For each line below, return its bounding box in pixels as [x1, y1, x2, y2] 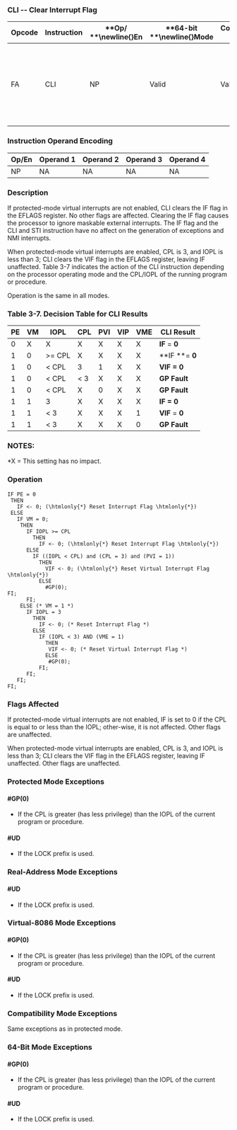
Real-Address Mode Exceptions [7, 867, 118, 877]
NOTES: [7, 441, 35, 451]
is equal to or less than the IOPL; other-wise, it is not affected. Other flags [7, 723, 221, 731]
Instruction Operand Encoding [7, 136, 113, 146]
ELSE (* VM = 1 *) [20, 602, 74, 610]
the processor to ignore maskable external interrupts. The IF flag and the [7, 218, 219, 227]
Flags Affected [7, 699, 59, 709]
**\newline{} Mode [149, 32, 214, 42]
